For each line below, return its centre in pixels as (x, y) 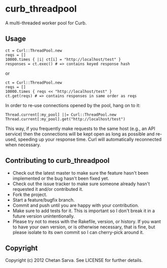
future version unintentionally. (44, 216)
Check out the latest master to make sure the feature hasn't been (80, 173)
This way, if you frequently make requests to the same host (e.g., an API (80, 128)
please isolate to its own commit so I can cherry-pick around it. (78, 232)
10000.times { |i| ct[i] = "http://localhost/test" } (63, 59)
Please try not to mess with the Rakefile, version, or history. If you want (87, 221)
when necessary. (23, 145)
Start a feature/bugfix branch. (44, 200)
